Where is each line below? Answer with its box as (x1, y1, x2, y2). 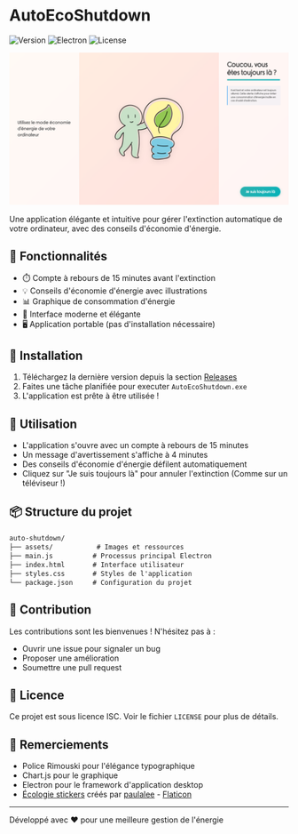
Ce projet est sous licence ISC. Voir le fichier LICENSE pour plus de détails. (9, 711, 279, 722)
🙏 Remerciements (9, 737, 109, 752)
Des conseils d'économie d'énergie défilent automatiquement (21, 459, 247, 469)
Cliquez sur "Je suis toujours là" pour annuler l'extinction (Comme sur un (21, 469, 288, 479)
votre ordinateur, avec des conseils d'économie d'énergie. (9, 223, 222, 234)
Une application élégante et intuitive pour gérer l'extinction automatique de (9, 213, 283, 224)
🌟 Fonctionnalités (9, 248, 108, 263)
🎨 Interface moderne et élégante (21, 309, 141, 320)
